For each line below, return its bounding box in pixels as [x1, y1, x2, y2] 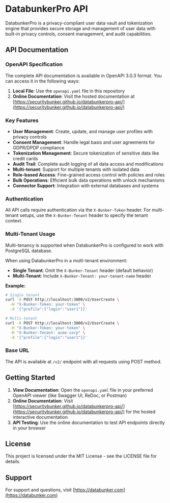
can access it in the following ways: [5, 78, 80, 84]
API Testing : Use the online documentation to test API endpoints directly [12, 419, 165, 425]
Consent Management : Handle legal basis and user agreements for [12, 139, 155, 145]
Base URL [5, 347, 30, 354]
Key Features [5, 117, 39, 124]
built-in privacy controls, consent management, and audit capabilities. [5, 31, 152, 37]
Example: [5, 283, 26, 289]
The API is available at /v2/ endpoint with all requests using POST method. [5, 358, 162, 365]
